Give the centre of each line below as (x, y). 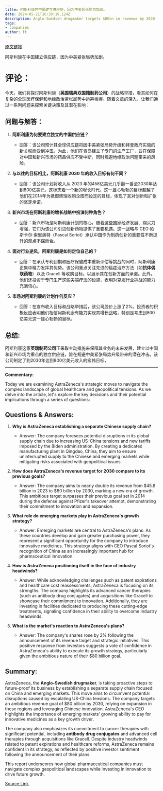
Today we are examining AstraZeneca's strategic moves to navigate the (76, 384)
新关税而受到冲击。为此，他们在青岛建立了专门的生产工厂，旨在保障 (87, 151)
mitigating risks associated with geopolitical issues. (71, 462)
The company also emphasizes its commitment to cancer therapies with (77, 729)
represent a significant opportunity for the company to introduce (84, 541)
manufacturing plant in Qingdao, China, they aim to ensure (78, 451)
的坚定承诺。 (32, 202)
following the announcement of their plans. (48, 755)
